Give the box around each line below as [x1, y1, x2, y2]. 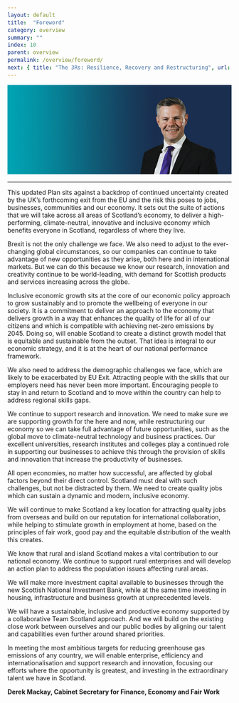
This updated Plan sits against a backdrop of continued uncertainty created [7, 189, 229, 197]
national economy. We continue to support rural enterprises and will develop [7, 557, 231, 566]
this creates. [7, 536, 44, 544]
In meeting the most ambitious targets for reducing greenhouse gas [7, 644, 206, 652]
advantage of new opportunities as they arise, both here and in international [7, 255, 230, 263]
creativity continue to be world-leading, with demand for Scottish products [7, 270, 226, 279]
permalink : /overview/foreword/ [7, 57, 103, 64]
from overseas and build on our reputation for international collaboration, [7, 513, 221, 522]
